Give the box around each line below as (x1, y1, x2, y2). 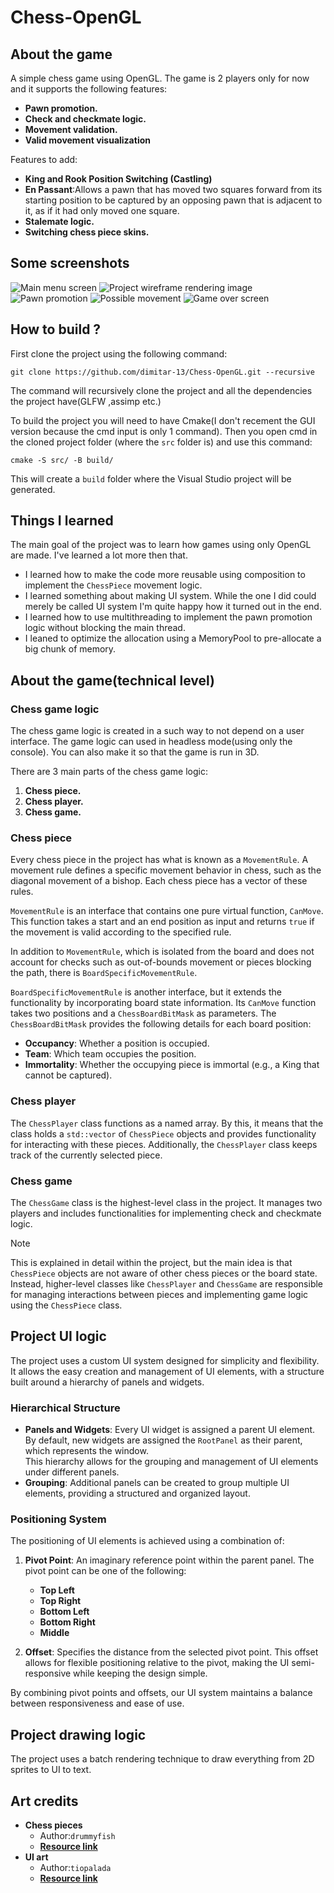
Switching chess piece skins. (24, 226, 150, 238)
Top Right (39, 1595, 82, 1607)
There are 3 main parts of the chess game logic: (10, 766, 208, 778)
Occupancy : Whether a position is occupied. (24, 1037, 210, 1050)
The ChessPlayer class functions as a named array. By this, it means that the (10, 1117, 324, 1129)
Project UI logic (10, 1328, 107, 1345)
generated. (10, 483, 56, 495)
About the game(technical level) (10, 672, 216, 689)
